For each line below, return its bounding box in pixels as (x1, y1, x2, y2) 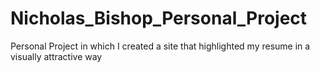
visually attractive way (10, 50, 103, 62)
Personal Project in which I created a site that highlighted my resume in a (10, 40, 311, 52)
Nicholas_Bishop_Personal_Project (10, 7, 308, 30)
